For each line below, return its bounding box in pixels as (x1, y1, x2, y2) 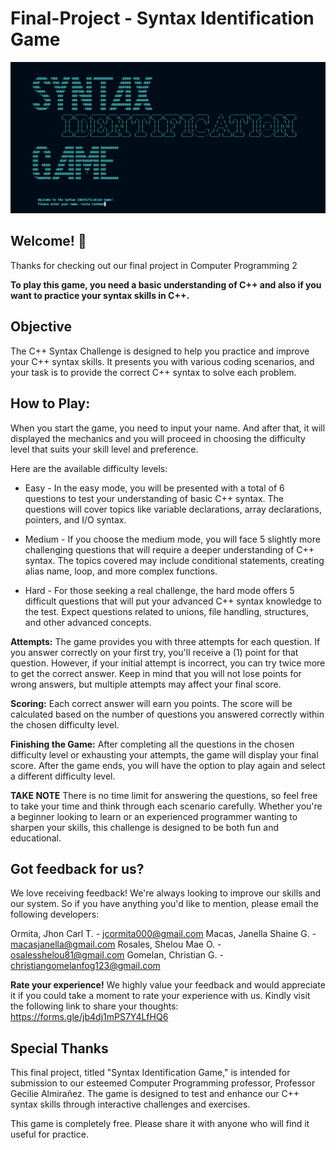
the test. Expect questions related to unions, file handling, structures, (24, 605, 309, 617)
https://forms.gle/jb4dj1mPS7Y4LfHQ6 (10, 1011, 169, 1023)
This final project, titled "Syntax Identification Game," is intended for (10, 1067, 291, 1079)
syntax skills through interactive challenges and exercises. (10, 1098, 251, 1111)
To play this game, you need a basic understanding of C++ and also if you (10, 278, 322, 291)
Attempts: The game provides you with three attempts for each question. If (10, 635, 321, 647)
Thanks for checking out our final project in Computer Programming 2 (10, 259, 298, 271)
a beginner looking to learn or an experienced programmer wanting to (10, 810, 298, 822)
